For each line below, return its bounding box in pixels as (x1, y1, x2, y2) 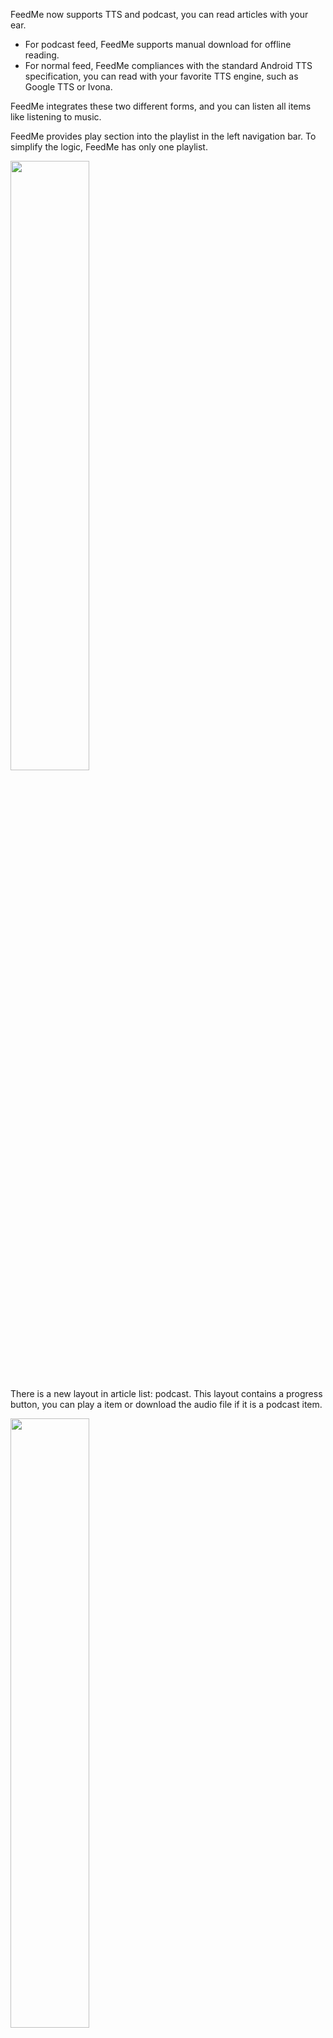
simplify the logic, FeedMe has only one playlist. (10, 141, 208, 153)
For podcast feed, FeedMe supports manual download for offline (24, 39, 292, 50)
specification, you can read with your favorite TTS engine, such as (24, 70, 299, 82)
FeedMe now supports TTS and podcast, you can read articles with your (10, 9, 309, 20)
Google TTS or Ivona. (24, 81, 113, 93)
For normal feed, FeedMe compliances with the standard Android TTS (24, 60, 313, 71)
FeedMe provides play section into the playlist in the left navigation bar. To (10, 130, 317, 142)
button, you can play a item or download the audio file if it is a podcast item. (10, 1399, 323, 1410)
